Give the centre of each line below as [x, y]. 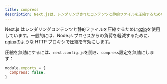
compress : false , [28, 73]
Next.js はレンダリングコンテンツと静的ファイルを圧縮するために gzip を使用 [83, 29]
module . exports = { [25, 68]
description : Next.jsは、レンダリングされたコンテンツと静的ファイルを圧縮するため [83, 14]
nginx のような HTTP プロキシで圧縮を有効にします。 [59, 42]
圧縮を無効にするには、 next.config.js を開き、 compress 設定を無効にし [78, 52]
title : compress [22, 10]
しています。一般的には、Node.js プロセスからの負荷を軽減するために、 [79, 35]
